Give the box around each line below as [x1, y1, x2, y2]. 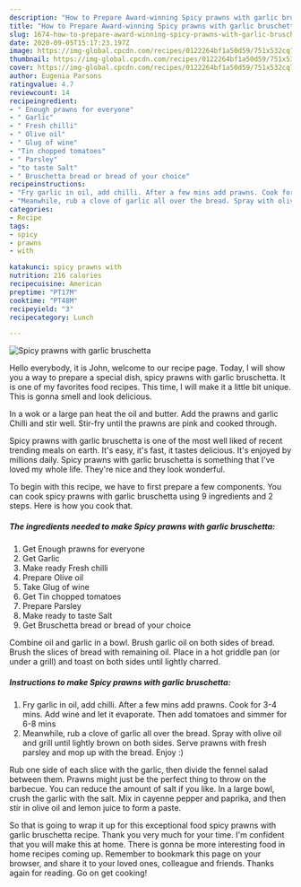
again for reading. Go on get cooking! [9, 867, 148, 879]
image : [9, 47, 34, 56]
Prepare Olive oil [21, 572, 84, 583]
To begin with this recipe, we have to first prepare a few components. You [9, 482, 282, 492]
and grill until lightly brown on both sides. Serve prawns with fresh [21, 737, 267, 749]
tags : [9, 222, 30, 230]
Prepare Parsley [21, 601, 82, 612]
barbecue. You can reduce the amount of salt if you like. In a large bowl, [9, 784, 275, 795]
